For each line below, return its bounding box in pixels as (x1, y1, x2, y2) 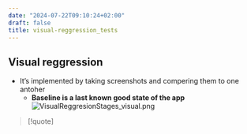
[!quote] (27, 117, 54, 126)
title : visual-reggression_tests (8, 26, 118, 34)
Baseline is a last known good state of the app (31, 93, 185, 102)
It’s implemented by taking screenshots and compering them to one (19, 76, 239, 86)
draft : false (8, 19, 51, 27)
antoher (19, 84, 46, 95)
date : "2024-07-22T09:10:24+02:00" (8, 11, 125, 20)
